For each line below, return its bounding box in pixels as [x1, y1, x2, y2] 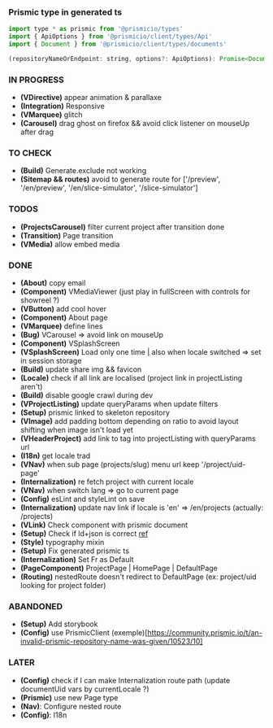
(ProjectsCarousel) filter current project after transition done [19, 222, 225, 232]
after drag [19, 127, 54, 137]
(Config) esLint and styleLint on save [19, 494, 145, 503]
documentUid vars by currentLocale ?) [19, 684, 149, 694]
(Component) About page [19, 312, 108, 322]
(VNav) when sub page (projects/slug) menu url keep [19, 459, 200, 469]
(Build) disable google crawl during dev [19, 390, 154, 400]
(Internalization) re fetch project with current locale [19, 477, 194, 486]
